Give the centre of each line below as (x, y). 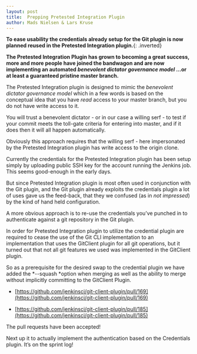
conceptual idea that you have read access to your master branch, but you (96, 100)
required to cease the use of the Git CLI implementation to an (80, 237)
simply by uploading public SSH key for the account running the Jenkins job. (99, 165)
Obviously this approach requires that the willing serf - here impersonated (96, 142)
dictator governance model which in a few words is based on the (85, 94)
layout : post (22, 12)
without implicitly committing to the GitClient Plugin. (69, 280)
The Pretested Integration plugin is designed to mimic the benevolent (90, 87)
